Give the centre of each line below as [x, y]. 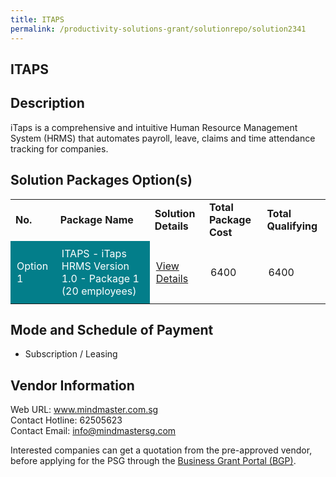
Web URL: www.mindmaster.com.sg [84, 410]
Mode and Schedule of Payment [112, 329]
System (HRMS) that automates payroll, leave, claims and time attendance [163, 138]
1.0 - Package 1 [100, 278]
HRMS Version [95, 266]
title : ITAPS [37, 19]
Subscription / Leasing [71, 354]
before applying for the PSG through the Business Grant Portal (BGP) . [153, 461]
